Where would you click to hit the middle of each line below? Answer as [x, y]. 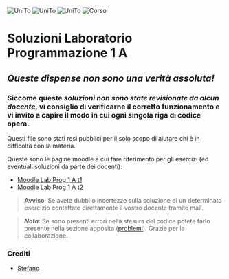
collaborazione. [46, 235]
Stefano [28, 269]
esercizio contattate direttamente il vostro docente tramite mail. [114, 208]
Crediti [19, 253]
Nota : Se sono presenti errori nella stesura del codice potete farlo [117, 221]
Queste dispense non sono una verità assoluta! [111, 78]
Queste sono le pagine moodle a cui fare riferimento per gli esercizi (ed [108, 159]
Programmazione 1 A [67, 53]
